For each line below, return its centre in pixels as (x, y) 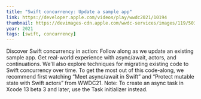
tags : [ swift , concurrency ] (41, 34)
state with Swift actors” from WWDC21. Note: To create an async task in (95, 83)
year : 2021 (20, 28)
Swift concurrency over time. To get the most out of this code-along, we (95, 70)
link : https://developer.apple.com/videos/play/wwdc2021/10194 (87, 17)
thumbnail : (20, 23)
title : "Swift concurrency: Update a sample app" (69, 12)
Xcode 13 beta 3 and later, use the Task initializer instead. (77, 89)
